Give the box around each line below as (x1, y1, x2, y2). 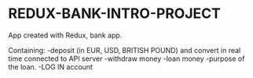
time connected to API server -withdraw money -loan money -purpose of (8, 54, 245, 63)
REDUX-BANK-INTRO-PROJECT (8, 5, 222, 23)
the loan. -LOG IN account (8, 62, 93, 71)
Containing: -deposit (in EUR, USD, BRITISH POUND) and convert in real (8, 45, 241, 55)
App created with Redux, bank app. (8, 30, 123, 40)
